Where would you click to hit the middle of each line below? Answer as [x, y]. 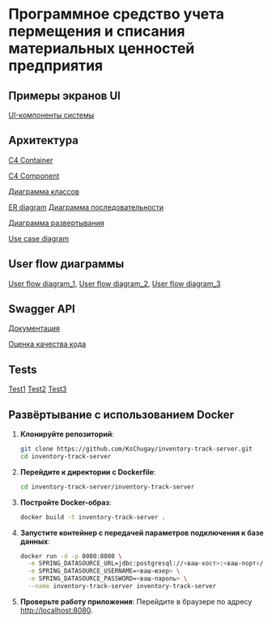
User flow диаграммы [66, 264]
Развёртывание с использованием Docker [121, 414]
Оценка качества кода [47, 344]
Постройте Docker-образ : [66, 502]
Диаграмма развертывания [57, 223]
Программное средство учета [117, 14]
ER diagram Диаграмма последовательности [86, 207]
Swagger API [42, 309]
